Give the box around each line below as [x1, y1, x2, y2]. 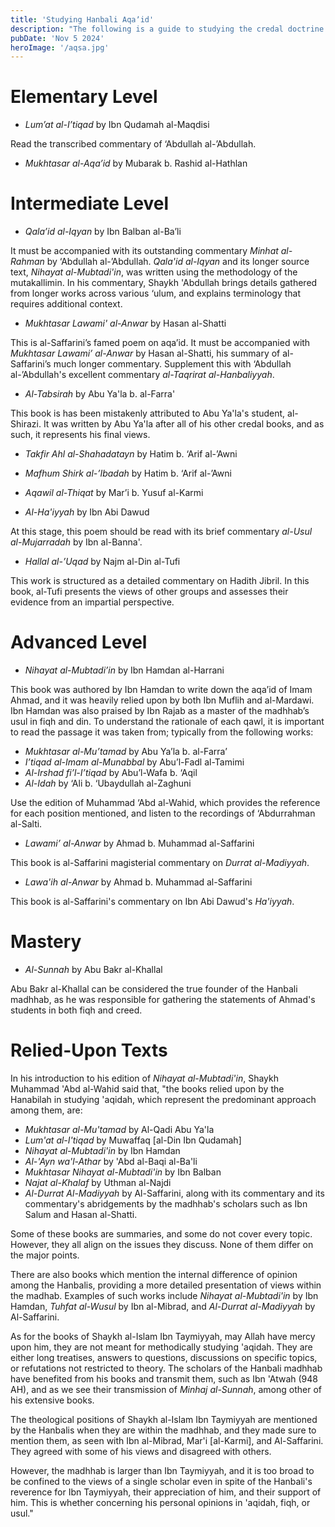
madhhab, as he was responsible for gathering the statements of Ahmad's [10, 994, 316, 1005]
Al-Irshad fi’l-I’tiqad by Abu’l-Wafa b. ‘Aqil [24, 767, 198, 779]
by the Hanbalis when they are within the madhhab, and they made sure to [10, 1424, 317, 1436]
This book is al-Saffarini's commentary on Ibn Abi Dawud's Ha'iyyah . [10, 896, 295, 908]
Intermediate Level [10, 192, 170, 215]
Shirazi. [10, 418, 42, 430]
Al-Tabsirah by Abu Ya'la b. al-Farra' [24, 388, 176, 400]
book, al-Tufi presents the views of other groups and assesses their [10, 586, 289, 598]
